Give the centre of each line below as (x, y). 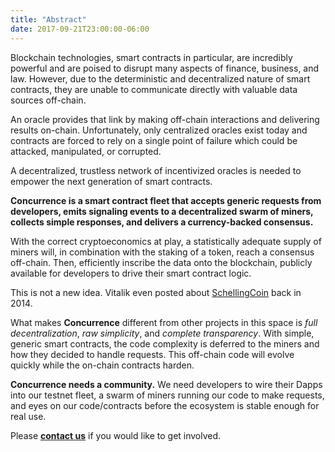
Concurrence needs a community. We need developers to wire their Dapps (166, 384)
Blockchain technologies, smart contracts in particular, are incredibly (151, 57)
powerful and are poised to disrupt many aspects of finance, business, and (165, 68)
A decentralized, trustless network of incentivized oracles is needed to (156, 170)
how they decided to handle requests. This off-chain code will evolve (152, 354)
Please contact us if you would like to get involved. (116, 435)
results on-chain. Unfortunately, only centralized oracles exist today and (159, 130)
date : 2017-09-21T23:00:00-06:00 (80, 29)
